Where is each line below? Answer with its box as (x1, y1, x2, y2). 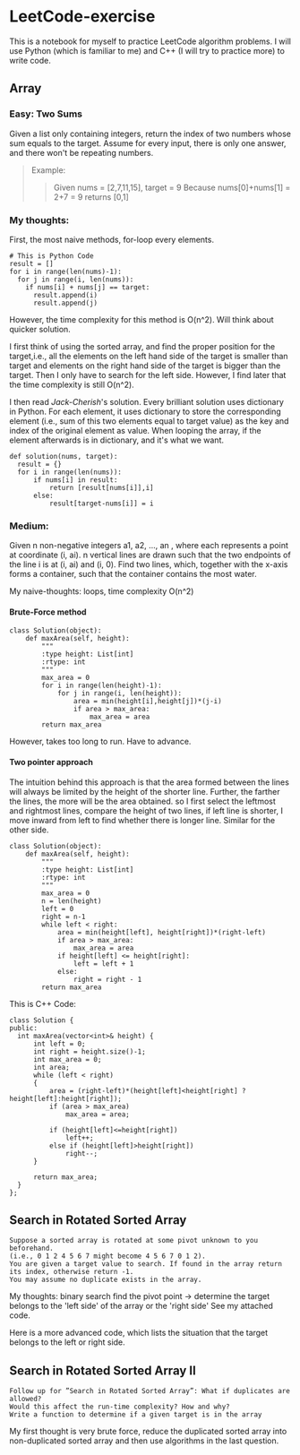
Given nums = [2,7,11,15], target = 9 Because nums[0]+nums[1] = (53, 182, 291, 193)
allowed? (9, 1395, 42, 1404)
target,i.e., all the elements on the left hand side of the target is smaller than (9, 350, 288, 361)
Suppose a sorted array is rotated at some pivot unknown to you (9, 1236, 258, 1245)
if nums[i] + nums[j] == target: (25, 282, 150, 292)
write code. (9, 55, 51, 65)
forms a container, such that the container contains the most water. (9, 569, 257, 580)
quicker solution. (9, 323, 72, 334)
